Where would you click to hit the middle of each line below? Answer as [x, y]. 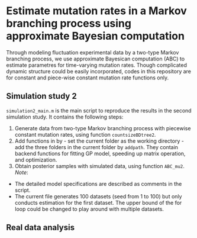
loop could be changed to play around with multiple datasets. [89, 209]
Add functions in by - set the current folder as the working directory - [99, 141]
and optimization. [36, 160]
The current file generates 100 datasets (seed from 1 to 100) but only [98, 196]
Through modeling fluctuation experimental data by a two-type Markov [93, 52]
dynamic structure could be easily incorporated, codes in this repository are [98, 71]
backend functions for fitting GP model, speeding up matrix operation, [100, 153]
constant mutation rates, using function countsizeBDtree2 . [85, 134]
